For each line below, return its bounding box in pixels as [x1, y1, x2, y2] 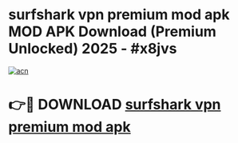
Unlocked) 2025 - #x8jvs [8, 40, 177, 58]
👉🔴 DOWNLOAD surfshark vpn [8, 96, 221, 113]
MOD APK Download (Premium [8, 22, 217, 41]
